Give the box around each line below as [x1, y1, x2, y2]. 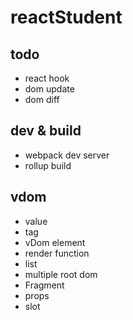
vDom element [24, 236, 86, 248]
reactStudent [10, 6, 123, 29]
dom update [24, 83, 75, 95]
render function [24, 247, 90, 259]
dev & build [10, 122, 82, 140]
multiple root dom [24, 268, 98, 280]
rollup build [24, 159, 72, 171]
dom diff [24, 94, 60, 105]
